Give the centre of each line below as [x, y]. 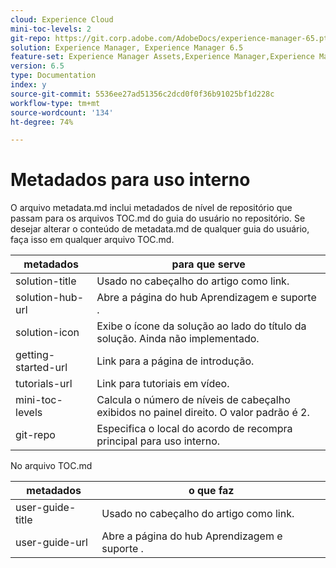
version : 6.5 [37, 66]
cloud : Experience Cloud [62, 19]
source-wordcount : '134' [62, 112]
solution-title [46, 281]
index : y [28, 85]
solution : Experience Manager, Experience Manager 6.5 [127, 47]
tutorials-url [44, 384]
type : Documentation [53, 76]
